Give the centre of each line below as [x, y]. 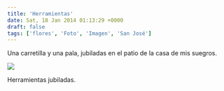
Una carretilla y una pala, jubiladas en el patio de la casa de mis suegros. [112, 53]
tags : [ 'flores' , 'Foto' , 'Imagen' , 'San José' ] [79, 33]
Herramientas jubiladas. [41, 80]
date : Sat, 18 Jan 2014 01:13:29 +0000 [65, 20]
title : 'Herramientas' [40, 14]
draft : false [26, 27]
